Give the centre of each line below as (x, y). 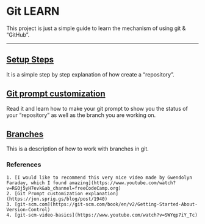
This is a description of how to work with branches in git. (78, 149)
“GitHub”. (18, 34)
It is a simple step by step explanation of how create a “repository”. (91, 74)
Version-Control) (28, 209)
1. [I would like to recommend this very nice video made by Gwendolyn (99, 177)
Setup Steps (30, 60)
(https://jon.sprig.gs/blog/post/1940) (57, 199)
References (24, 165)
